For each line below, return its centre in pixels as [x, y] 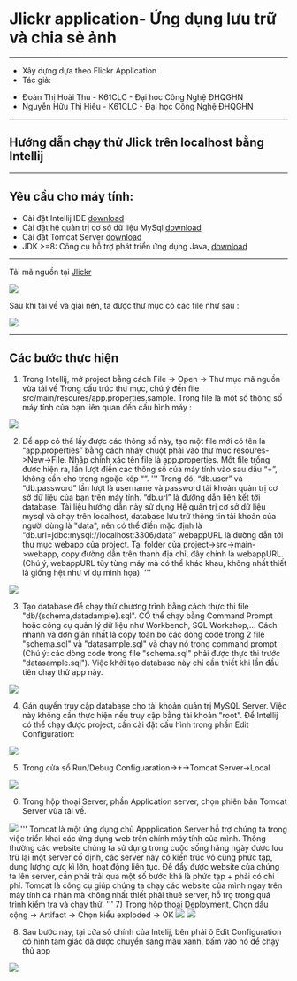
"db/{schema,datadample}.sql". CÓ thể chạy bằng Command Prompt [148, 616]
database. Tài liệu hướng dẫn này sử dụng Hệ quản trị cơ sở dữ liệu [144, 507]
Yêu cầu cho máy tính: [72, 197]
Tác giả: [36, 80]
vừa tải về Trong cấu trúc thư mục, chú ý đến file [110, 388]
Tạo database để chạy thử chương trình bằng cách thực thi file [135, 607]
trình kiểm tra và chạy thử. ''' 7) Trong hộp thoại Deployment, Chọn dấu [139, 904]
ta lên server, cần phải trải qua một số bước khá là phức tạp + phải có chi [142, 877]
